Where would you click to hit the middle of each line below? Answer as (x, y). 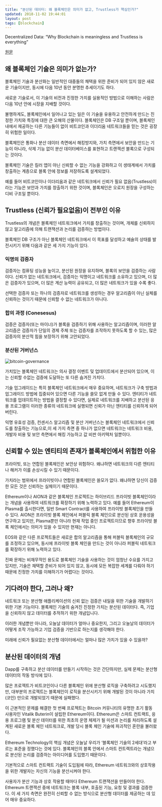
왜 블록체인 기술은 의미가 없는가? (51, 69)
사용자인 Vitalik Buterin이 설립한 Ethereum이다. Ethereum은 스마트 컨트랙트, (78, 714)
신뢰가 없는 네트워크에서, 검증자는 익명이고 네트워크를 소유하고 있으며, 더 (84, 277)
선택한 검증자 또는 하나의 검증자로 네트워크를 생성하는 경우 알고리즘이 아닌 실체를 (81, 293)
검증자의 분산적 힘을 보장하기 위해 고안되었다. (48, 337)
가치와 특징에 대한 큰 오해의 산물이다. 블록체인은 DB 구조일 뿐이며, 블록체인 (84, 120)
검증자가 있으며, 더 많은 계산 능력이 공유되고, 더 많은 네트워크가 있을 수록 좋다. (83, 283)
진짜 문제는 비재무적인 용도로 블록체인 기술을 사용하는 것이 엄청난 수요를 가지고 (79, 560)
